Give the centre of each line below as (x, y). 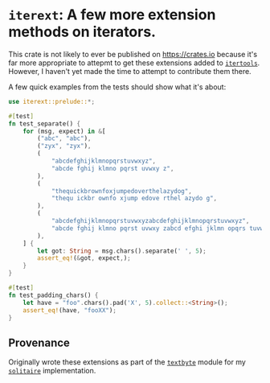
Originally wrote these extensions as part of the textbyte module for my (127, 362)
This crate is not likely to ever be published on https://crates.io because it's (133, 54)
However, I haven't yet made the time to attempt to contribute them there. (130, 71)
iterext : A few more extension (112, 15)
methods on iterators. (82, 32)
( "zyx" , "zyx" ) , (64, 146)
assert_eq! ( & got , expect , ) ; (84, 258)
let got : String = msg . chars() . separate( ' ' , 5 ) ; (122, 251)
